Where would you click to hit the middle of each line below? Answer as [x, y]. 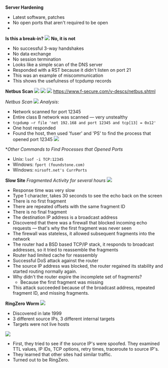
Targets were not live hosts [41, 324]
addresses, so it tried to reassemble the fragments [65, 250]
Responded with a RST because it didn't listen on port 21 [72, 70]
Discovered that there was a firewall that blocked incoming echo [80, 223]
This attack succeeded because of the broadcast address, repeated [84, 288]
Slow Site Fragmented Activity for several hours [55, 180]
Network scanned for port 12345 [47, 112]
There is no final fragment [40, 212]
